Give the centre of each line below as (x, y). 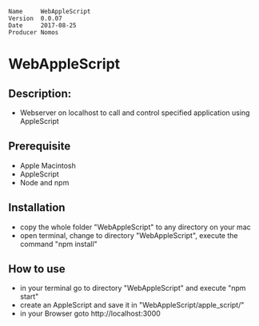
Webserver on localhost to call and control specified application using (135, 113)
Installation (37, 208)
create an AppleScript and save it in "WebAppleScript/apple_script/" (132, 305)
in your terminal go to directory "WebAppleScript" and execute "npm (133, 288)
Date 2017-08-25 (43, 26)
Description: (40, 93)
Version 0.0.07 (35, 18)
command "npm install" (58, 244)
